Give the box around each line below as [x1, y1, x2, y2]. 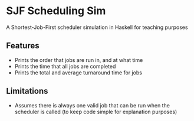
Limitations [6, 86, 48, 96]
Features [6, 41, 40, 51]
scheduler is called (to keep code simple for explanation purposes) [14, 108, 177, 115]
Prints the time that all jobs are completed [14, 63, 116, 70]
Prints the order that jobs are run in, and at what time [14, 56, 143, 63]
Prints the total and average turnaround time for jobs [14, 69, 143, 76]
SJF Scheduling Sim [6, 4, 106, 18]
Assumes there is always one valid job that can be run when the [14, 102, 170, 109]
